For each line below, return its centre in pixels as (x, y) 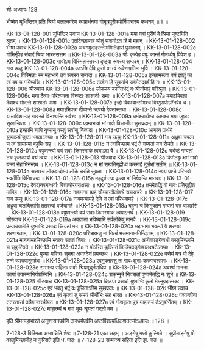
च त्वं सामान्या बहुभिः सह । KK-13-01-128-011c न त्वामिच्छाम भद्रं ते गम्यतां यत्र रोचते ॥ (92, 144)
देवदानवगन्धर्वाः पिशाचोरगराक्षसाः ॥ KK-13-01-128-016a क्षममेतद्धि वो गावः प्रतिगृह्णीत (113, 185)
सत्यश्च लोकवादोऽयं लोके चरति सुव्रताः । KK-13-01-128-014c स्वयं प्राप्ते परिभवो (111, 171)
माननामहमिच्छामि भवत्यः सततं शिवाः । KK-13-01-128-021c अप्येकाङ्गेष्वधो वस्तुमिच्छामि (107, 240)
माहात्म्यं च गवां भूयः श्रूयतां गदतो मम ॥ (83, 309)
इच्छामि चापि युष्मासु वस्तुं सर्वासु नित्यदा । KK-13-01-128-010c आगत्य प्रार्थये (96, 130)
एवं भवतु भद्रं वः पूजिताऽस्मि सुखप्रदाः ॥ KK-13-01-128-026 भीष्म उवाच (118, 288)
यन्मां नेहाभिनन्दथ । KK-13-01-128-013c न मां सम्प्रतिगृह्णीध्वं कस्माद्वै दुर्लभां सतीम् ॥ (89, 164)
